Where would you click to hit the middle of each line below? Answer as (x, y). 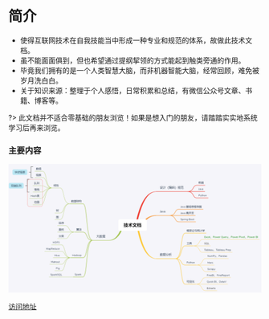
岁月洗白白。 (41, 80)
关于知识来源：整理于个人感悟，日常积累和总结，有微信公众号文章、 (132, 90)
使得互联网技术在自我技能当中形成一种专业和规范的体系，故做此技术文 (136, 40)
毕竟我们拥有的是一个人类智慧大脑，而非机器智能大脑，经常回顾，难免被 (139, 70)
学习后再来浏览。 (37, 127)
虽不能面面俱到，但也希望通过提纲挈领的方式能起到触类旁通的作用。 (132, 60)
